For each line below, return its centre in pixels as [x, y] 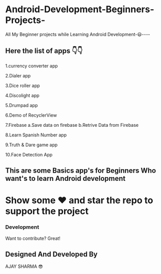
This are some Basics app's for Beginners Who [81, 171]
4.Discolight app [22, 95]
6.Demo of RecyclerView [31, 115]
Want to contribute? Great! [33, 238]
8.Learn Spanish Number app [36, 135]
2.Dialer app [18, 75]
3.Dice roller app [23, 86]
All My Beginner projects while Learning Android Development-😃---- [78, 34]
